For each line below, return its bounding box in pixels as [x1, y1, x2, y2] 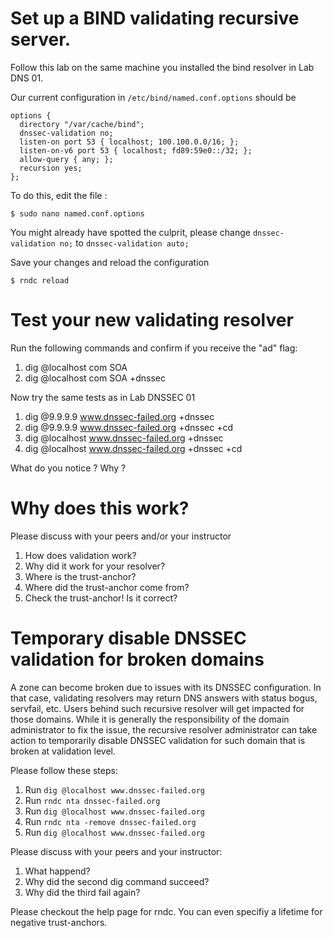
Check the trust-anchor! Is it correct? [24, 592, 178, 604]
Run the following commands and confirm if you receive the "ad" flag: [10, 342, 298, 354]
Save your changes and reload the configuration [10, 256, 210, 268]
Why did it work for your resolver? [24, 560, 166, 572]
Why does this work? [10, 497, 190, 520]
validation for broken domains [10, 648, 265, 671]
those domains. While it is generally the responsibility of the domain [10, 713, 290, 725]
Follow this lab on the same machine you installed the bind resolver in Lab [10, 61, 315, 73]
